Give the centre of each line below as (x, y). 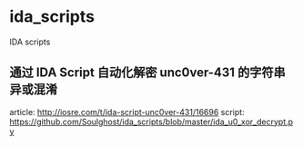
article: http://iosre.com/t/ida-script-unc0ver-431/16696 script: (127, 112)
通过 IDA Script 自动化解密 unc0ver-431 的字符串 (147, 73)
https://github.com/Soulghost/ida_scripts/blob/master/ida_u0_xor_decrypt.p (151, 122)
